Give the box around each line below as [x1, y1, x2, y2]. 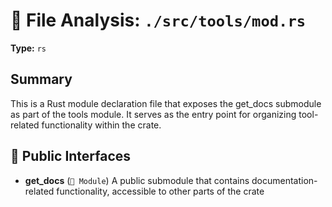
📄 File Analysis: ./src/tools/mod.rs [10, 9, 307, 32]
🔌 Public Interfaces [10, 148, 132, 165]
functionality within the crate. [41, 119, 162, 131]
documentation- [251, 174, 318, 186]
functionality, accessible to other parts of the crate [56, 185, 265, 197]
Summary [10, 71, 73, 88]
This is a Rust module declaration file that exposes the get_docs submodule [10, 97, 322, 109]
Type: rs [10, 42, 47, 54]
